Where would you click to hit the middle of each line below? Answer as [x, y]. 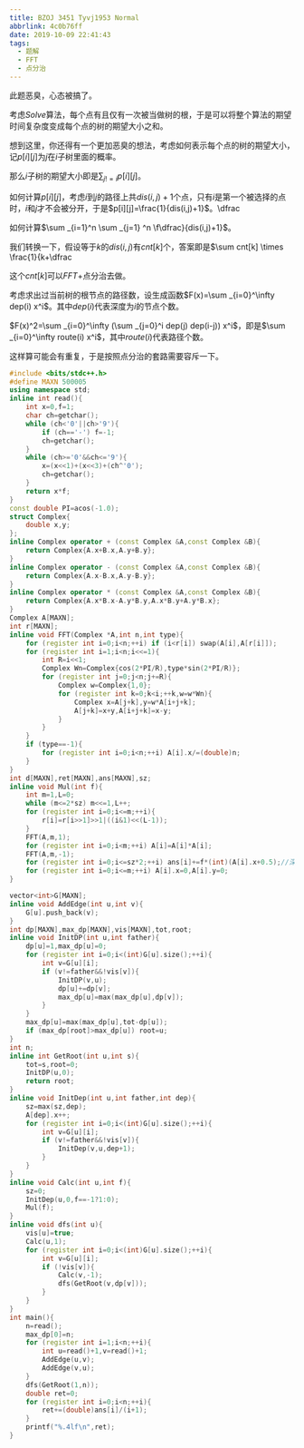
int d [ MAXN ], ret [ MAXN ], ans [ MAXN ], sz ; [81, 778]
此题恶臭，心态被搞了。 [53, 95]
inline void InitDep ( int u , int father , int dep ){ [103, 1099]
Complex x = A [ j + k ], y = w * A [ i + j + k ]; [135, 702]
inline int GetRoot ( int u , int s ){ [75, 1056]
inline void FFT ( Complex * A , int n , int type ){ [96, 635]
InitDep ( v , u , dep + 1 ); [96, 1149]
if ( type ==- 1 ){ [54, 745]
